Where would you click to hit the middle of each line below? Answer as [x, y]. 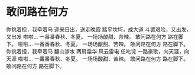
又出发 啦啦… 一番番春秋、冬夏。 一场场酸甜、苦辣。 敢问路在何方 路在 [92, 36]
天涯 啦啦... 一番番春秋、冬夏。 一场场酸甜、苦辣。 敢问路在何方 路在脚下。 [97, 59]
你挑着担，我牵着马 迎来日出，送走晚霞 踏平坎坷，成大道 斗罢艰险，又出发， [99, 29]
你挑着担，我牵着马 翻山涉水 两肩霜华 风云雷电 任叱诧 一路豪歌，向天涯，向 [98, 51]
